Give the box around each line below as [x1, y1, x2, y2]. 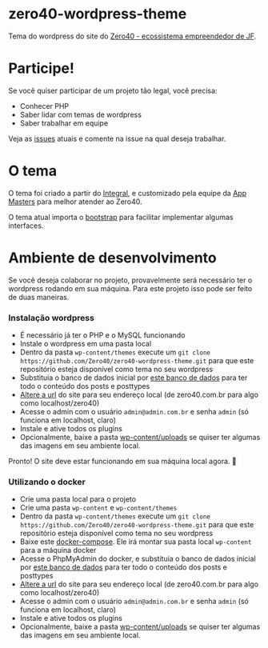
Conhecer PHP [19, 101, 70, 110]
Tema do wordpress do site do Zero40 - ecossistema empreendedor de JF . [8, 31, 257, 41]
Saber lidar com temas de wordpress [19, 110, 142, 119]
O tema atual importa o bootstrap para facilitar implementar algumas [8, 212, 234, 222]
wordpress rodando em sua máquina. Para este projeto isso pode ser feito [8, 283, 253, 293]
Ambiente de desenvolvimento [8, 249, 218, 266]
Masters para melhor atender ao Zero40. [8, 197, 142, 206]
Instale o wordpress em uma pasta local [19, 339, 152, 349]
